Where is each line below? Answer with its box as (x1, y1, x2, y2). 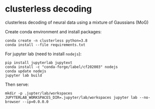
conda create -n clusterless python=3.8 (5, 38, 88, 43)
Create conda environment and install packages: (5, 29, 102, 34)
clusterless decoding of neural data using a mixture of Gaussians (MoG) (5, 19, 149, 25)
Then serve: (5, 81, 29, 87)
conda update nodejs (5, 69, 47, 74)
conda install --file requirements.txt (5, 42, 86, 47)
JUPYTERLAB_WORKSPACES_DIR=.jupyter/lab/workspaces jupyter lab (5, 95, 138, 100)
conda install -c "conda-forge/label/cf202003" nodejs (5, 64, 118, 69)
